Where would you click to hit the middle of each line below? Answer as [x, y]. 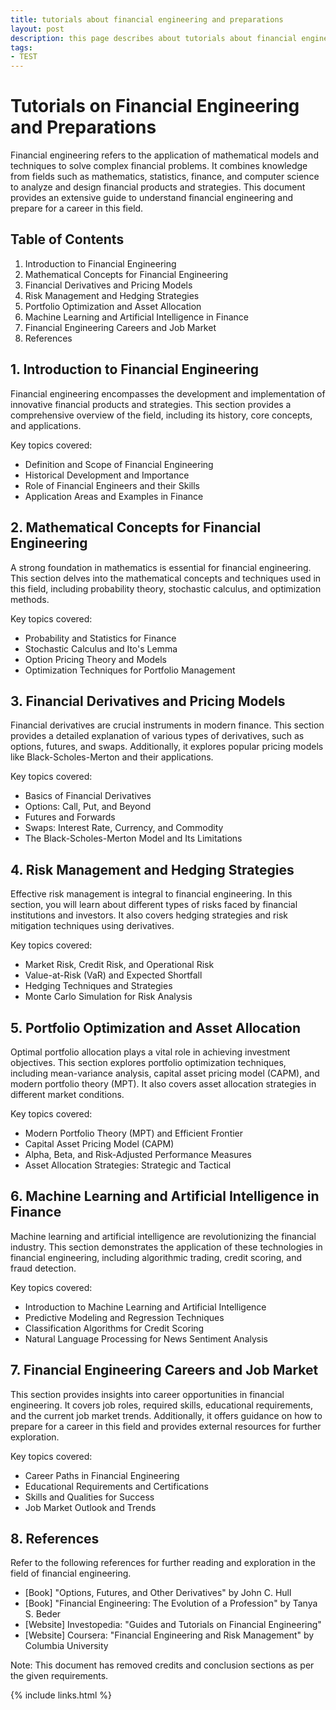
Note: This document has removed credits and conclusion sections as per [162, 1665]
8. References [55, 1538]
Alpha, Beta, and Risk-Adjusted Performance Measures [138, 1154]
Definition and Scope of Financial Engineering [119, 464]
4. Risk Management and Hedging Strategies [152, 869]
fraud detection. [43, 1268]
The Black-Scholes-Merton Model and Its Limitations [133, 838]
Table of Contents [67, 239]
